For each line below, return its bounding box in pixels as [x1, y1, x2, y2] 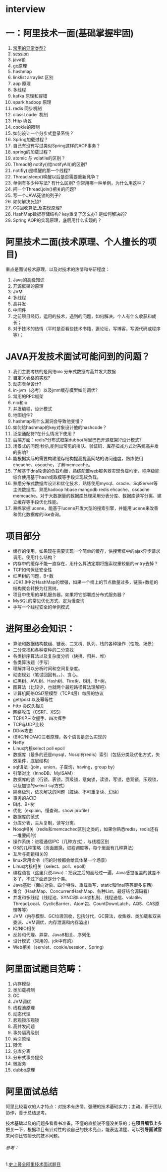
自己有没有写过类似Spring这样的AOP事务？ [12, 143, 101, 149]
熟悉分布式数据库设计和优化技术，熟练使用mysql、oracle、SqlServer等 [12, 481, 158, 486]
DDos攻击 [12, 727, 33, 734]
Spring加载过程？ [12, 137, 49, 143]
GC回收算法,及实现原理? [12, 205, 62, 211]
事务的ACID [12, 795, 37, 801]
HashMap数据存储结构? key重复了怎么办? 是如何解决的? [12, 211, 127, 217]
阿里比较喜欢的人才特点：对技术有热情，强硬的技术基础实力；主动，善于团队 [5, 1103, 162, 1109]
